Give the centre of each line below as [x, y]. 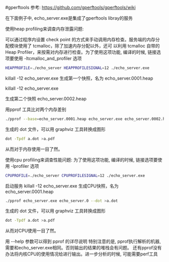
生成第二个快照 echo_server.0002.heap [46, 99]
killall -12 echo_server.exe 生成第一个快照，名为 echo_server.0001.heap [79, 78]
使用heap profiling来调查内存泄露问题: [45, 29]
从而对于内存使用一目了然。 [34, 149]
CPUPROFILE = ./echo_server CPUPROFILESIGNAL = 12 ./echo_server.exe [75, 175]
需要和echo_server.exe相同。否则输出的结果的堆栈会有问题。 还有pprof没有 [83, 248]
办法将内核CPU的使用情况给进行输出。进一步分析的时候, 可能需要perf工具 [81, 254]
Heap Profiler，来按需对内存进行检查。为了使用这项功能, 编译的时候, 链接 [81, 52]
